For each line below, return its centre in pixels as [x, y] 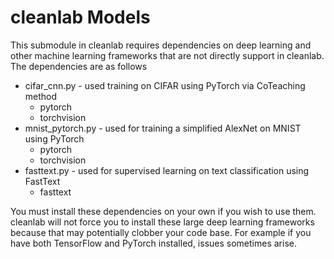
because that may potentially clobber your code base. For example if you [161, 232]
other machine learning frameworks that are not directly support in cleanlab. [167, 55]
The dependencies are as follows [79, 66]
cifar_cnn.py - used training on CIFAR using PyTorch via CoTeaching [165, 85]
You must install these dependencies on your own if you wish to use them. [163, 211]
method [41, 96]
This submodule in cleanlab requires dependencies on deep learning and [161, 45]
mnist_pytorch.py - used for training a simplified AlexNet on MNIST [163, 128]
